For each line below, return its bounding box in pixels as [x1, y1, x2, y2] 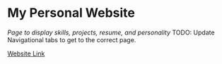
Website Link [7, 49, 45, 58]
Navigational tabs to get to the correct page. [7, 35, 136, 44]
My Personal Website [7, 5, 136, 21]
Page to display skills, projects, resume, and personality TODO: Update [7, 28, 215, 37]
